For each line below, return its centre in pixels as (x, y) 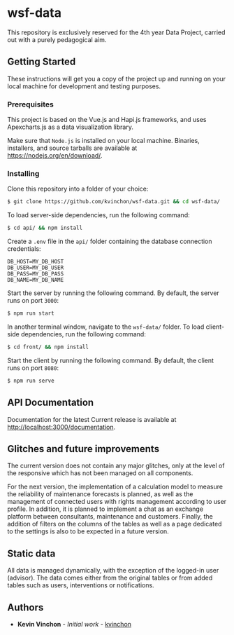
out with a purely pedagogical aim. (57, 39)
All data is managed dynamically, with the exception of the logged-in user (113, 571)
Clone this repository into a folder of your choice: (78, 189)
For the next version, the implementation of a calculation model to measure (115, 487)
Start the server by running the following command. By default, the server (114, 293)
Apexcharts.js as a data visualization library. (71, 127)
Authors (25, 607)
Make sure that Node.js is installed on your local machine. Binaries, (104, 141)
